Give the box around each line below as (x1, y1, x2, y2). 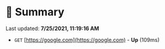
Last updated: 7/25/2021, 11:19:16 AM (5, 25, 99, 32)
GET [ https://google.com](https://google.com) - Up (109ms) (14, 36, 160, 43)
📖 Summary (5, 5, 65, 19)
